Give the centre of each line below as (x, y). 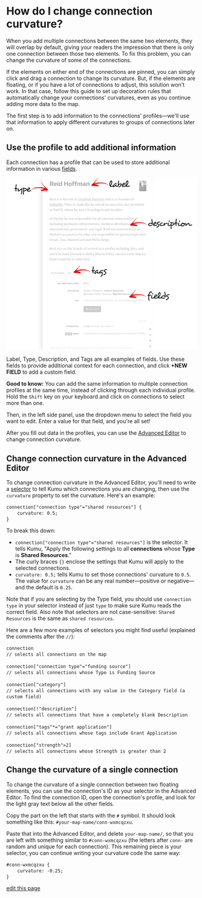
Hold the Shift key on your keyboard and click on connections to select (96, 397)
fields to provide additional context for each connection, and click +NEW (97, 366)
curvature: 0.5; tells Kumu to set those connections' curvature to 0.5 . (103, 575)
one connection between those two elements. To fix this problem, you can (99, 53)
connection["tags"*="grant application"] (59, 727)
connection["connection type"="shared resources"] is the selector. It (101, 543)
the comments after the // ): (41, 636)
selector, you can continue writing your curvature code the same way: (93, 853)
